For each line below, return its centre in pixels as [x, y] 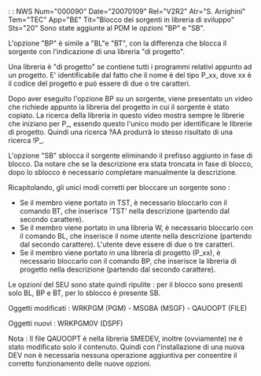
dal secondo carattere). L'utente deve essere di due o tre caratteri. [127, 244]
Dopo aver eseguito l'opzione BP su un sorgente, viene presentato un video [130, 99]
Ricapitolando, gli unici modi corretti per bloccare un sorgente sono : [119, 187]
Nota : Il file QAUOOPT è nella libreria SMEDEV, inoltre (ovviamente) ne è [126, 338]
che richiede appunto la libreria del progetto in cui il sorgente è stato [119, 107]
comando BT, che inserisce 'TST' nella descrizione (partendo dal [125, 211]
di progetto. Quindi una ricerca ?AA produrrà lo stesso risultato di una [121, 132]
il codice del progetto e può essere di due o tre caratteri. [99, 83]
